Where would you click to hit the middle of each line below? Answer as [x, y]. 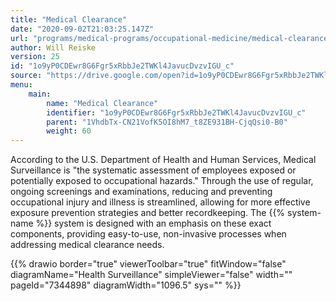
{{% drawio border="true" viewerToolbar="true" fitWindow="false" [148, 264]
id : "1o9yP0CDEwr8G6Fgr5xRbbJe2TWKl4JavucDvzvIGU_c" [122, 66]
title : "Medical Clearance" [69, 19]
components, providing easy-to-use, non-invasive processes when [148, 234]
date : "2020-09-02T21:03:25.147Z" [82, 29]
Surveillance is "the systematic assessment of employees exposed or [153, 170]
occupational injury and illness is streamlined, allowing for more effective [160, 202]
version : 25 [35, 57]
